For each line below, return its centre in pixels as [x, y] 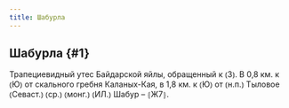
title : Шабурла [37, 17]
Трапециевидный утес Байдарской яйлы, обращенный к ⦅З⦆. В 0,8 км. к [144, 74]
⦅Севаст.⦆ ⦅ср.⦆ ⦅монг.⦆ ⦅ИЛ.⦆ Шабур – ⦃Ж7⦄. [89, 95]
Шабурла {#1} [50, 54]
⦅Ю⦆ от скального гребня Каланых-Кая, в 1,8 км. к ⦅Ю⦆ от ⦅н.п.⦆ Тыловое [144, 84]
